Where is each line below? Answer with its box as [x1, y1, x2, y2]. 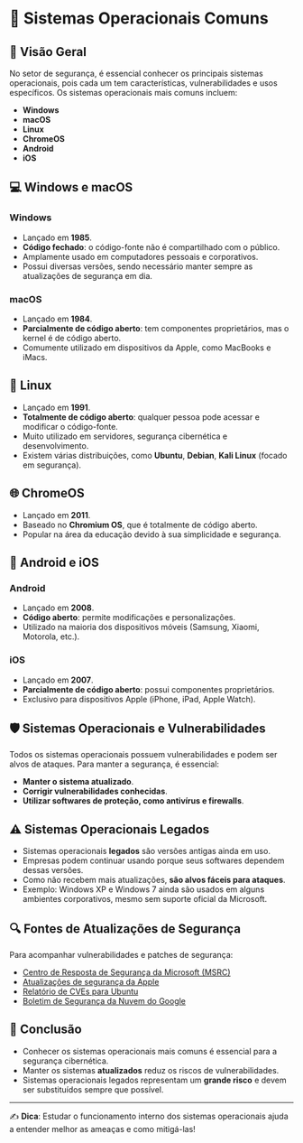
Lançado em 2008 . [22, 602, 95, 613]
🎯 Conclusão [9, 1022, 83, 1037]
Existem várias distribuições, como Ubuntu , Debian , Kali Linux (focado [22, 450, 288, 460]
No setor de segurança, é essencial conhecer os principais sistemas [9, 68, 263, 79]
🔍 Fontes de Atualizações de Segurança [9, 921, 242, 936]
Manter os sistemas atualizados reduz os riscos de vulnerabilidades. [22, 1064, 280, 1075]
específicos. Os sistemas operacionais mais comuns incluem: [9, 88, 238, 98]
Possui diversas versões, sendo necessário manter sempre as [22, 261, 253, 272]
